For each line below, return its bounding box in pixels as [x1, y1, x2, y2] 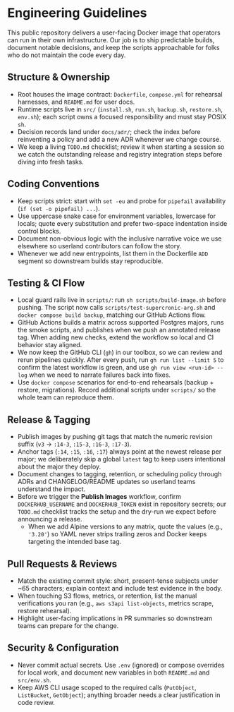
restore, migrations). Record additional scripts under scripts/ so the [17, 386, 216, 394]
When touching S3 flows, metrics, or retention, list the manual [17, 591, 197, 600]
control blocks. [17, 227, 61, 235]
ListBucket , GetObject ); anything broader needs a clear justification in [17, 690, 221, 699]
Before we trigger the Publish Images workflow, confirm [17, 493, 182, 501]
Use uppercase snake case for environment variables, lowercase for [17, 212, 216, 220]
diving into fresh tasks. [17, 157, 85, 166]
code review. [17, 698, 55, 706]
